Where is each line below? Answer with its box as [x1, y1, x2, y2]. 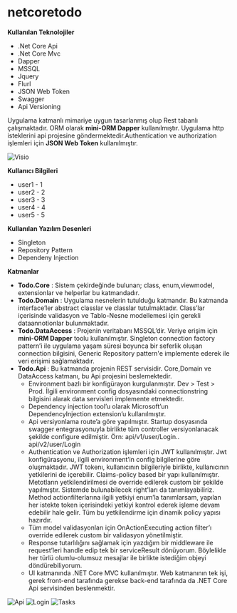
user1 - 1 [17, 180, 43, 189]
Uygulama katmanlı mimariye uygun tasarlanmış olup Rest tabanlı [7, 115, 198, 125]
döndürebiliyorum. [28, 561, 83, 570]
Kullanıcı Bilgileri [7, 166, 58, 175]
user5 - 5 [17, 210, 45, 219]
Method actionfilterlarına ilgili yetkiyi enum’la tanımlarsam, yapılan [28, 493, 222, 501]
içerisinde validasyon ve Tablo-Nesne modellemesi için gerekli [17, 311, 201, 319]
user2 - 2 [17, 187, 46, 196]
